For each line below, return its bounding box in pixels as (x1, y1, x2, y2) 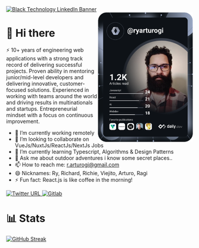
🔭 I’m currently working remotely (14, 129, 95, 136)
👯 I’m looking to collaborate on (14, 136, 89, 143)
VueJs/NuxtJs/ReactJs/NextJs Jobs (14, 141, 104, 149)
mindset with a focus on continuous (6, 111, 94, 118)
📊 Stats (6, 212, 46, 226)
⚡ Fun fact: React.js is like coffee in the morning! (14, 176, 133, 183)
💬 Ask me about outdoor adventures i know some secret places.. (14, 154, 173, 162)
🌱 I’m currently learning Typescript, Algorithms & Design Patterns (14, 148, 174, 155)
